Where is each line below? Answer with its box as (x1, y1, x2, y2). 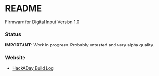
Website (5, 54, 25, 61)
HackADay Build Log (12, 65, 54, 71)
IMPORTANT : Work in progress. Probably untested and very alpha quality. (5, 42, 154, 48)
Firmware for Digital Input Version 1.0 (5, 19, 80, 25)
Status (5, 31, 21, 38)
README (5, 3, 42, 14)
